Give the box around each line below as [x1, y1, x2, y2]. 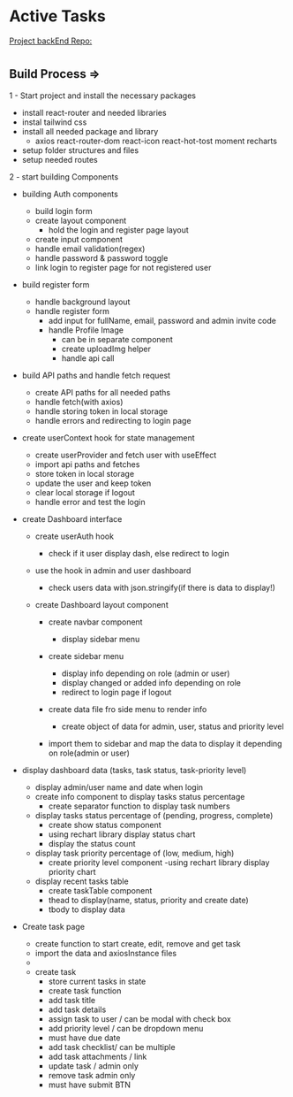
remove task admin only [48, 1070, 136, 1080]
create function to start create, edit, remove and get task [34, 938, 241, 948]
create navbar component [48, 617, 143, 627]
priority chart [48, 866, 96, 877]
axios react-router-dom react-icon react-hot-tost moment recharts [34, 135, 278, 146]
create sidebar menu [48, 650, 124, 661]
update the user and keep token [34, 478, 152, 488]
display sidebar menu [61, 633, 140, 644]
